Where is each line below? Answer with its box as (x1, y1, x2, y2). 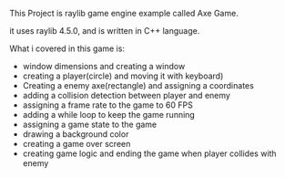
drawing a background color (22, 129, 129, 140)
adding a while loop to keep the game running (22, 110, 196, 120)
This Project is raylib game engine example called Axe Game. (9, 8, 239, 18)
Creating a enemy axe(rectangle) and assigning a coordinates (22, 80, 255, 90)
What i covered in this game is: (9, 43, 126, 54)
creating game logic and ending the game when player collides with (22, 148, 277, 159)
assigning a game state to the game (22, 119, 158, 130)
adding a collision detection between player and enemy (22, 90, 230, 100)
